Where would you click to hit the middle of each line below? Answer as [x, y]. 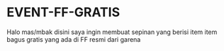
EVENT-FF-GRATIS [63, 12]
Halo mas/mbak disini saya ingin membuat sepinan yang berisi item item [112, 32]
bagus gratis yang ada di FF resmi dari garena [74, 39]
